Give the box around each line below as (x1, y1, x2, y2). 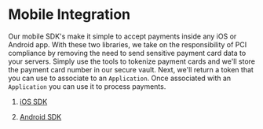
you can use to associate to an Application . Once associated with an (8, 73, 232, 83)
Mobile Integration (8, 6, 131, 24)
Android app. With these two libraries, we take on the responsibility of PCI (8, 39, 247, 49)
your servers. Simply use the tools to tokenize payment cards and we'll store (8, 57, 256, 66)
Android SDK (19, 112, 62, 121)
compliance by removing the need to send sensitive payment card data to (8, 48, 247, 57)
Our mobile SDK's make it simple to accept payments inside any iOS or (8, 31, 237, 41)
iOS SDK (19, 97, 48, 106)
